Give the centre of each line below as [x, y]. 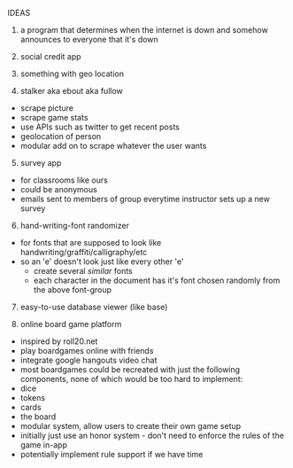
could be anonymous [58, 189]
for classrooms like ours [64, 180]
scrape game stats [54, 117]
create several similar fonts [83, 271]
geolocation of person [61, 136]
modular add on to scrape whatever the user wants [113, 146]
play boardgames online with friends [87, 351]
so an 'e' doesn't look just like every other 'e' [102, 261]
